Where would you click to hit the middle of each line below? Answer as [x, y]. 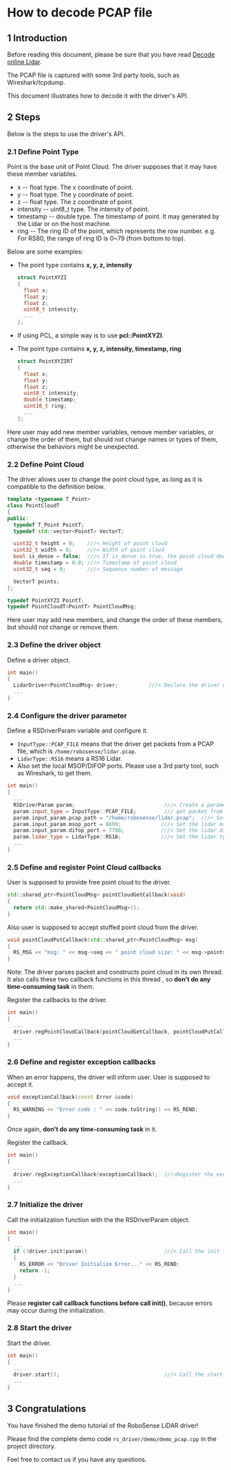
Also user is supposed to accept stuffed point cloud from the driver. [103, 927]
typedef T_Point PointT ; [49, 525]
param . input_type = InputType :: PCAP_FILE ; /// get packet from [118, 811]
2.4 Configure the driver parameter [67, 715]
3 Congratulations [47, 1409]
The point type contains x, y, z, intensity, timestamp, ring [99, 349]
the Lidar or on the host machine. [64, 224]
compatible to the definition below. [56, 487]
